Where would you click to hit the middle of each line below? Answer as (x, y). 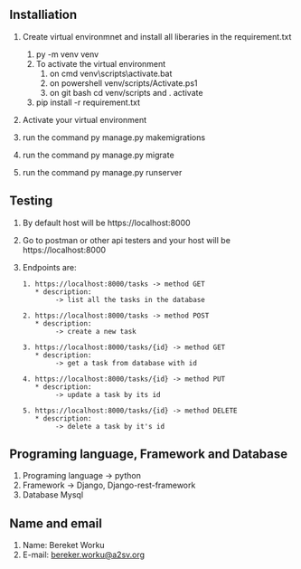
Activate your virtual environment (85, 119)
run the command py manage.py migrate (98, 155)
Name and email (56, 523)
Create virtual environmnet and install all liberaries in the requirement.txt (157, 36)
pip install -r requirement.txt (88, 102)
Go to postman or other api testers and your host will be (126, 240)
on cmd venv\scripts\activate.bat (111, 73)
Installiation (43, 15)
